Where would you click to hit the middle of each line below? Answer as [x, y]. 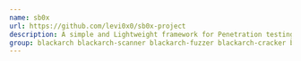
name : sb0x [30, 17]
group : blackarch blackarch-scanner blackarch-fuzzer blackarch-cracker [148, 43]
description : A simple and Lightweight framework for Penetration [136, 34]
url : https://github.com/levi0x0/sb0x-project [98, 26]
